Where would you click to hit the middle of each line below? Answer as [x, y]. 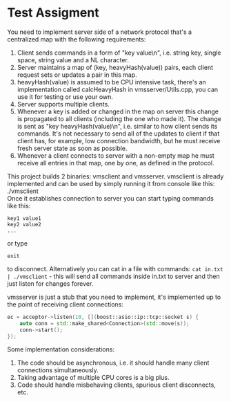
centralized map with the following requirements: [77, 39]
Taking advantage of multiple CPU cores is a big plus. [93, 378]
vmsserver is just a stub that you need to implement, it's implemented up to [114, 297]
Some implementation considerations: [61, 349]
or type [18, 243]
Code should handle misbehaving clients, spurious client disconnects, [116, 385]
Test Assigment [53, 13]
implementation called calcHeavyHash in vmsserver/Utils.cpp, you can [118, 89]
